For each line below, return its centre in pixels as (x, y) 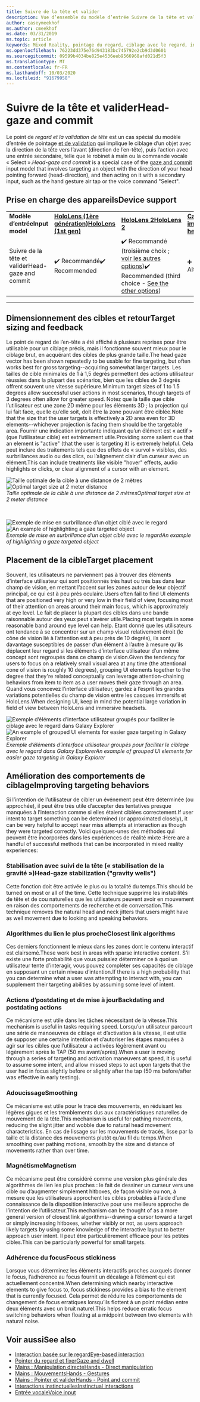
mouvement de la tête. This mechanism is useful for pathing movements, (95, 1119)
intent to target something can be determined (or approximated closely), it (97, 819)
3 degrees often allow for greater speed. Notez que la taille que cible (90, 399)
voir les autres (141, 258)
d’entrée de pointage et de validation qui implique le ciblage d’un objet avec (99, 143)
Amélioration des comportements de (76, 776)
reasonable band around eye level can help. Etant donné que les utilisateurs (99, 625)
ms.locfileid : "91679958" (38, 78)
